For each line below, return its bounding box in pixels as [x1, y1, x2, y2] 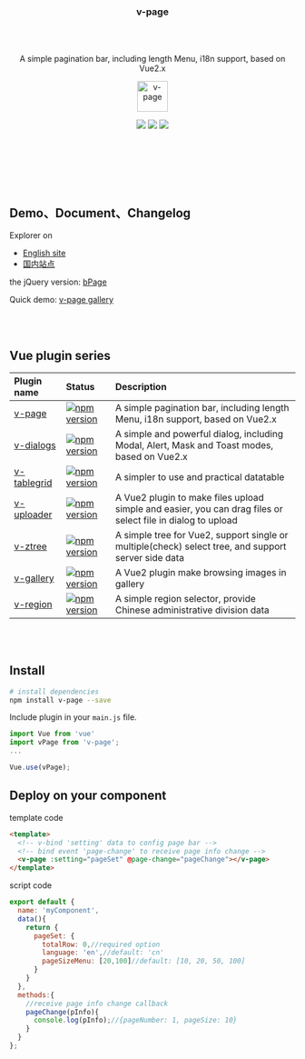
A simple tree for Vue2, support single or [114, 528, 289, 541]
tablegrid [14, 476, 53, 489]
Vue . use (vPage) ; [9, 763, 71, 773]
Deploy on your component [9, 788, 167, 804]
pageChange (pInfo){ [25, 1007, 100, 1016]
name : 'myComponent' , [17, 906, 100, 915]
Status [65, 380, 95, 393]
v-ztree [14, 540, 47, 553]
